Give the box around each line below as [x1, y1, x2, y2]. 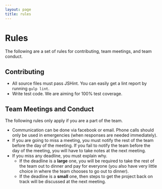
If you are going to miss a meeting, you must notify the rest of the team [12, 138, 154, 143]
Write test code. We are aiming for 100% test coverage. [12, 91, 122, 97]
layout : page [5, 7, 31, 12]
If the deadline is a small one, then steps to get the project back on [19, 173, 153, 179]
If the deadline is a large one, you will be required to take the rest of [19, 158, 155, 164]
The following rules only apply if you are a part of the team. [5, 118, 123, 124]
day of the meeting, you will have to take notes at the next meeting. [12, 148, 146, 154]
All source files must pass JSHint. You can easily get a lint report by [12, 80, 147, 86]
